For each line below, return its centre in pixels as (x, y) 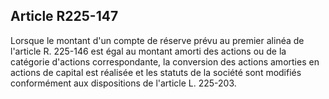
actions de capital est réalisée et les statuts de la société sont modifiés (156, 72)
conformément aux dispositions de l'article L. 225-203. (123, 83)
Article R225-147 (64, 16)
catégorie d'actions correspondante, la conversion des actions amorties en (165, 61)
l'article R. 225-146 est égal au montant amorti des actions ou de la (148, 51)
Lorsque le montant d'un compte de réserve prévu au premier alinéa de (157, 40)
